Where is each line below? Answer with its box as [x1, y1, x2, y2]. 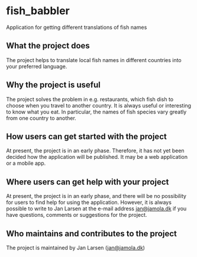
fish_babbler [6, 4, 70, 18]
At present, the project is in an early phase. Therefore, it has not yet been [6, 147, 185, 154]
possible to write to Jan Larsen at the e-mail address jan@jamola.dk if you [6, 205, 187, 212]
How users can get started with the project [6, 131, 167, 141]
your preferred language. [6, 63, 67, 70]
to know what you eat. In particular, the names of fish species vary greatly [6, 108, 187, 115]
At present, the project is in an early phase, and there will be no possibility [6, 193, 186, 200]
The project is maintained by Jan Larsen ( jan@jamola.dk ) [6, 244, 145, 251]
